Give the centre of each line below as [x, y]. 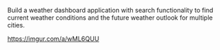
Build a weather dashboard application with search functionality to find [110, 10]
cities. [16, 25]
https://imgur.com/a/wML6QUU [53, 39]
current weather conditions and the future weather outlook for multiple [110, 18]
